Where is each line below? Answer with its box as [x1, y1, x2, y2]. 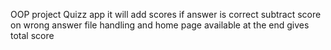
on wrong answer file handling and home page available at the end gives [10, 19, 310, 31]
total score [10, 30, 55, 41]
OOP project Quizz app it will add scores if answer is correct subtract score [10, 9, 322, 20]
